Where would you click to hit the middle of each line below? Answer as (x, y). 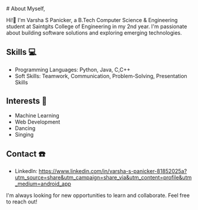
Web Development (37, 122)
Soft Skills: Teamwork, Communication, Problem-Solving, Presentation (101, 76)
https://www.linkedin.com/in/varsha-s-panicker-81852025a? (113, 171)
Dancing (25, 128)
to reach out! (22, 202)
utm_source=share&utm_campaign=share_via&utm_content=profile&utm (103, 178)
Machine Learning (37, 115)
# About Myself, (26, 8)
